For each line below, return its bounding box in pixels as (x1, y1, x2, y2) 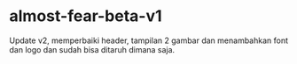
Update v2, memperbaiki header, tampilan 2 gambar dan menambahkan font (9, 35, 289, 46)
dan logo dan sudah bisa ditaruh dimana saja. (9, 44, 176, 54)
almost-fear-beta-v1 (9, 6, 162, 26)
